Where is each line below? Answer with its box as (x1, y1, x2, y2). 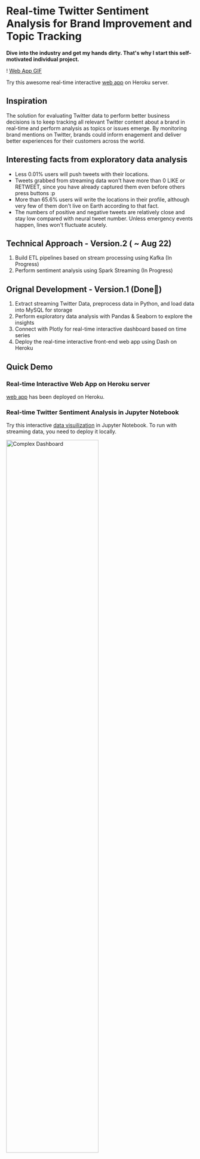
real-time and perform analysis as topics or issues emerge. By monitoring (6, 124, 187, 132)
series (14, 332, 30, 339)
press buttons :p (14, 189, 56, 196)
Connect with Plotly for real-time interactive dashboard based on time (14, 325, 187, 332)
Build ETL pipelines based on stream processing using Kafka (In (14, 254, 172, 261)
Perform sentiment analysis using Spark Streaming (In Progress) (14, 267, 173, 274)
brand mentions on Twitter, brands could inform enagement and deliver (6, 131, 181, 138)
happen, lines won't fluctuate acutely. (14, 221, 107, 228)
